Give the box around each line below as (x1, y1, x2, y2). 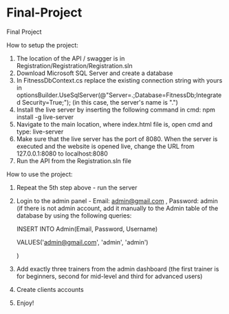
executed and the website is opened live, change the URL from (16, 142, 195, 150)
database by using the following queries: (16, 211, 132, 220)
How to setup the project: (6, 41, 78, 49)
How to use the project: (6, 170, 73, 178)
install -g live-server (16, 112, 74, 121)
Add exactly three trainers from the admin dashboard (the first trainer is (16, 264, 219, 273)
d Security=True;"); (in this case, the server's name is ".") (16, 98, 178, 106)
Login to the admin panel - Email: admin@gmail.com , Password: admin (16, 196, 218, 205)
